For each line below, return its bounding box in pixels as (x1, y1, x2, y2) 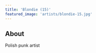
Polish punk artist (5, 42, 40, 49)
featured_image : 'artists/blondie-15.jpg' (5, 12, 93, 17)
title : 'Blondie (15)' (5, 7, 51, 12)
